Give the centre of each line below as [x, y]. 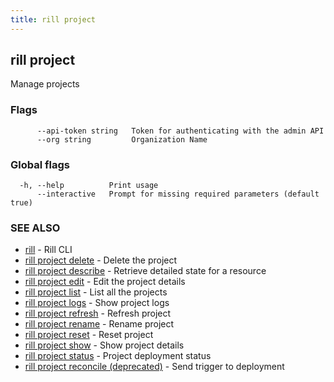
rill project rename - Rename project [99, 324]
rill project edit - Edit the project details [105, 282]
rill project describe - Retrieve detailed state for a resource [145, 271]
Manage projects [45, 84]
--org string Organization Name [122, 139]
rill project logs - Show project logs [97, 303]
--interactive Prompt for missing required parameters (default [178, 194]
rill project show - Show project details [104, 345]
